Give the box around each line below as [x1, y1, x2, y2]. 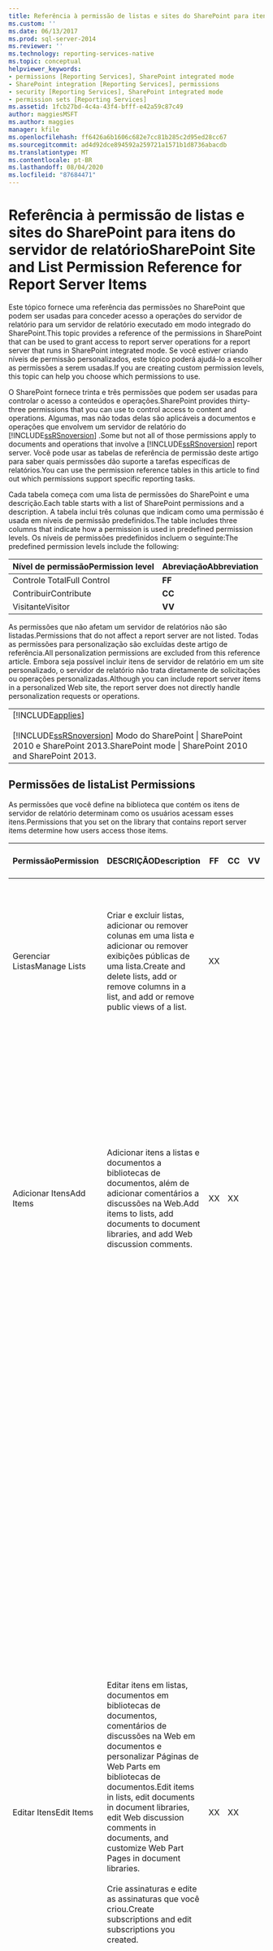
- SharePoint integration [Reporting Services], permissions [8, 80, 220, 88]
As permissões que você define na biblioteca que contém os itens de [8, 799, 240, 809]
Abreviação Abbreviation [162, 560, 258, 572]
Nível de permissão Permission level [12, 560, 154, 572]
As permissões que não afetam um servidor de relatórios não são [8, 622, 227, 631]
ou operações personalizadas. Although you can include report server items [8, 674, 262, 683]
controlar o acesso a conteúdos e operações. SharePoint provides [8, 396, 228, 406]
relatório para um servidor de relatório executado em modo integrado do [8, 319, 251, 329]
